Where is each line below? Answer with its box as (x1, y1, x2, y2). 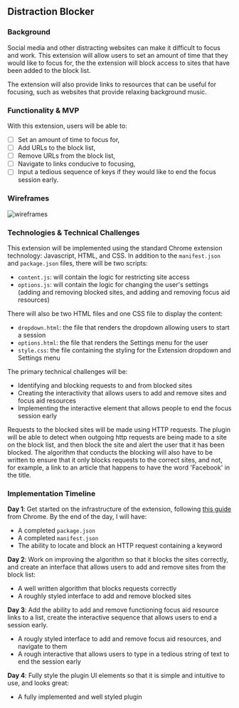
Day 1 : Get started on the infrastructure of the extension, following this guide (7, 505, 232, 513)
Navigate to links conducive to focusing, (17, 160, 136, 168)
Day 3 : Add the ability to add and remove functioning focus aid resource (7, 606, 219, 615)
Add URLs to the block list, (17, 143, 96, 152)
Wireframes (7, 193, 50, 203)
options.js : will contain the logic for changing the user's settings (17, 280, 208, 288)
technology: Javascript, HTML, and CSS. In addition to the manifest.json (7, 251, 221, 260)
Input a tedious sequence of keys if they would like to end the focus (17, 168, 217, 176)
